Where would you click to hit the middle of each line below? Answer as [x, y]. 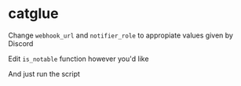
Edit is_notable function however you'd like [79, 59]
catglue [33, 14]
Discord [21, 43]
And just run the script [44, 73]
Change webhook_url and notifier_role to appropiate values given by [121, 35]
